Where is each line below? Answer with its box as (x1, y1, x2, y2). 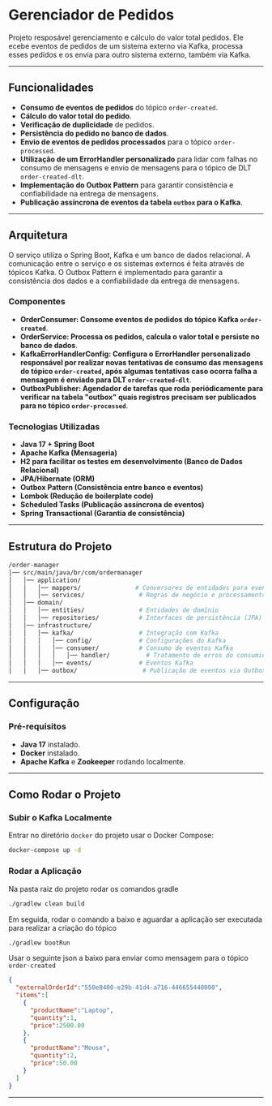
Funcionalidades (8, 81, 95, 95)
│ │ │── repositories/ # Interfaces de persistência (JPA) (8, 614, 263, 622)
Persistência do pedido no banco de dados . (19, 128, 169, 138)
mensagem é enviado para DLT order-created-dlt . (19, 375, 192, 385)
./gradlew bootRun (8, 939, 70, 947)
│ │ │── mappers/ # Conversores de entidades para (8, 583, 249, 592)
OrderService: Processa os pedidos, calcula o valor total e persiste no (19, 331, 261, 342)
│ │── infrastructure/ (8, 621, 92, 630)
